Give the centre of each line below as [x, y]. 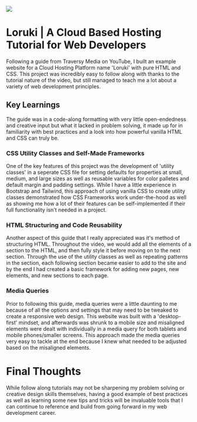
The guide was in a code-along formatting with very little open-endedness [96, 119]
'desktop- [169, 316]
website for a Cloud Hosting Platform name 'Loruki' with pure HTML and [94, 67]
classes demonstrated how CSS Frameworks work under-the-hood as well [96, 197]
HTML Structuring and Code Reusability [64, 225]
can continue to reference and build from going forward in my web [87, 406]
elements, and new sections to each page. [57, 276]
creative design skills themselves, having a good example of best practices [97, 394]
